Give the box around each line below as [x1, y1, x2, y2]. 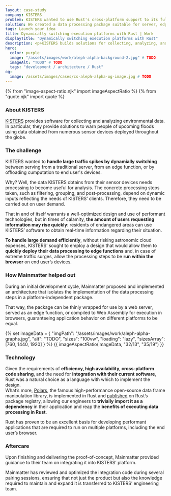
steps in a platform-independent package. [5, 294, 94, 300]
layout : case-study [5, 7, 47, 13]
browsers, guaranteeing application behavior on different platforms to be [5, 315, 158, 321]
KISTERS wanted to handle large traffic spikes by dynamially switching [5, 159, 157, 165]
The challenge [5, 147, 42, 154]
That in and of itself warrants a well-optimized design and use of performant [5, 211, 165, 217]
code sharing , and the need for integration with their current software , [5, 371, 157, 377]
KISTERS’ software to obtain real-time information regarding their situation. [5, 227, 162, 233]
